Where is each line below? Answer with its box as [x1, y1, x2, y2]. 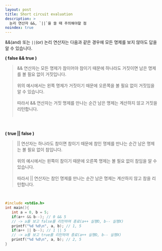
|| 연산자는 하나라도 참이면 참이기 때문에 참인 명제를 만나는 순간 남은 [17, 141, 146, 146]
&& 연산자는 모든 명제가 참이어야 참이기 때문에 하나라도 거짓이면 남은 [17, 65, 147, 71]
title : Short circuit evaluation [5, 12, 73, 17]
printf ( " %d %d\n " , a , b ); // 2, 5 [11, 237, 82, 242]
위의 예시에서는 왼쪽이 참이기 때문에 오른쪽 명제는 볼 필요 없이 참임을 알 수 [17, 158, 157, 164]
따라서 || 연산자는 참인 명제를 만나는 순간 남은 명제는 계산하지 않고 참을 [17, 175, 151, 181]
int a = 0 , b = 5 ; [11, 209, 49, 215]
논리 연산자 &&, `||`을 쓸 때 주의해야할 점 [9, 21, 87, 26]
